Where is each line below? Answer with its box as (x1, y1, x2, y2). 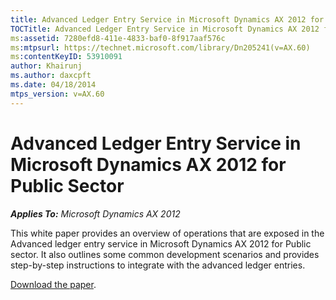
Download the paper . (10, 278, 97, 290)
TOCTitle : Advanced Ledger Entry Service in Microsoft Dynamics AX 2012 (10, 24, 320, 34)
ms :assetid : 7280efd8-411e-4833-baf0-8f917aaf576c (10, 33, 226, 43)
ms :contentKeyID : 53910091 (10, 52, 123, 62)
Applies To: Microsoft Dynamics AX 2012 (10, 207, 181, 220)
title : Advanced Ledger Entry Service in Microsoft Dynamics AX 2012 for (10, 14, 325, 25)
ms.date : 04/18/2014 (10, 80, 97, 90)
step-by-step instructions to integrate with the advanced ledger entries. (10, 259, 306, 271)
